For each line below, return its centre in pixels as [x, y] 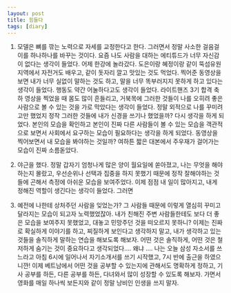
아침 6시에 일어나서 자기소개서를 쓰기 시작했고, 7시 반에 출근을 [119, 257]
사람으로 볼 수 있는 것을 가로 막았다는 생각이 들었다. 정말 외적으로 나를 [111, 107]
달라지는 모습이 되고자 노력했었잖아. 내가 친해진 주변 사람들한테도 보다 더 [114, 214]
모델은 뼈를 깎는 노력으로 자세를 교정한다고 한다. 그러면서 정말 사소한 [109, 47]
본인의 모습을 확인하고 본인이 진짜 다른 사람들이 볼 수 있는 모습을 [118, 124]
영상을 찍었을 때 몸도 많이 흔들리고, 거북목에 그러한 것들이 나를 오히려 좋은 [124, 99]
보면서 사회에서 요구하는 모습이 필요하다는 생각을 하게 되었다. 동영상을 [124, 133]
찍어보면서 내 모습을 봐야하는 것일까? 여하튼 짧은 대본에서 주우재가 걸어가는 [118, 141]
